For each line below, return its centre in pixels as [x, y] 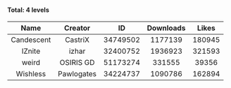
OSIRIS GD [77, 63]
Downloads [166, 28]
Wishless [31, 74]
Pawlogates [77, 74]
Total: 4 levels [28, 10]
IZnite [31, 51]
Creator [77, 28]
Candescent [31, 40]
